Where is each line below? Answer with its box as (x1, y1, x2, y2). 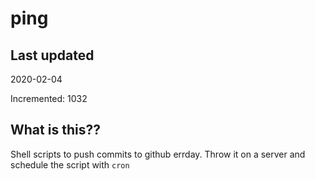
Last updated (10, 47, 95, 64)
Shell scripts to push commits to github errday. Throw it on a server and (10, 148, 306, 160)
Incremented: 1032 (10, 93, 88, 104)
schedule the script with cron (10, 158, 130, 171)
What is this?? (10, 122, 101, 139)
